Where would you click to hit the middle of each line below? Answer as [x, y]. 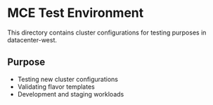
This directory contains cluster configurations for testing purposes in [107, 32]
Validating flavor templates [56, 87]
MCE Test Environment [76, 13]
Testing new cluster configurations [67, 79]
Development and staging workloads [71, 94]
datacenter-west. [32, 39]
